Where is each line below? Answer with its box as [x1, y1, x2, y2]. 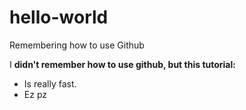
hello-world [9, 6, 109, 29]
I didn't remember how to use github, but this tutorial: [9, 58, 236, 70]
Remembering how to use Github [9, 39, 145, 51]
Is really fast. [23, 77, 77, 90]
